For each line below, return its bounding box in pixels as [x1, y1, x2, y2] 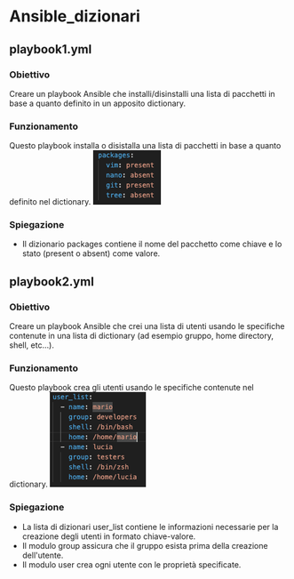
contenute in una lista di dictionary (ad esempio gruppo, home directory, [9, 331, 274, 342]
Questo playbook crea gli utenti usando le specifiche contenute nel [9, 382, 255, 393]
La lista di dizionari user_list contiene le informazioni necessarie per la [21, 521, 279, 532]
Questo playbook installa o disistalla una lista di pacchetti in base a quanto [9, 141, 282, 151]
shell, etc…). [9, 340, 55, 350]
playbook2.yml [9, 274, 95, 289]
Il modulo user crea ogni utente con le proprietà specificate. [21, 559, 242, 570]
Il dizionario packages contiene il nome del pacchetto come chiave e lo [21, 238, 282, 250]
